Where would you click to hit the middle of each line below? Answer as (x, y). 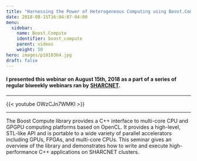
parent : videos (35, 44)
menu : (13, 22)
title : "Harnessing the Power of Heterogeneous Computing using (86, 11)
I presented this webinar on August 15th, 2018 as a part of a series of (91, 79)
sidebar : (22, 28)
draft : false (22, 60)
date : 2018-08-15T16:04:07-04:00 (47, 17)
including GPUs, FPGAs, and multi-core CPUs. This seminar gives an (89, 139)
